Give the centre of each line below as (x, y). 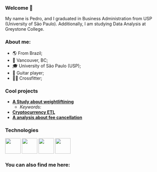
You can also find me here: (38, 165)
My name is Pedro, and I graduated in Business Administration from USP (78, 19)
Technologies (22, 130)
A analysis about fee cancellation (47, 117)
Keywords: (30, 107)
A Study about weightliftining (43, 101)
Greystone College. (25, 29)
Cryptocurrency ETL (34, 112)
